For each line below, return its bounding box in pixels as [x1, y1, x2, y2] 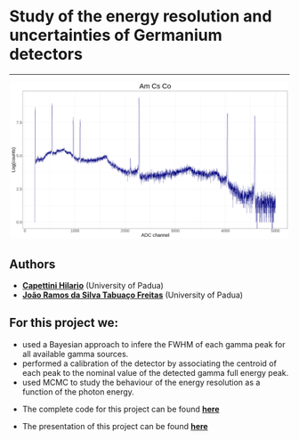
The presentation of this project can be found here [21, 420, 208, 431]
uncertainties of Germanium [9, 25, 222, 45]
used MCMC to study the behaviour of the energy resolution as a [21, 377, 261, 387]
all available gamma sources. [21, 348, 129, 359]
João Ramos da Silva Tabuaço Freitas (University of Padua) [21, 289, 243, 300]
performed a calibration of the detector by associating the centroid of [21, 358, 278, 369]
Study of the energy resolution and [9, 6, 272, 27]
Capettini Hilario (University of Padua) [21, 281, 165, 290]
